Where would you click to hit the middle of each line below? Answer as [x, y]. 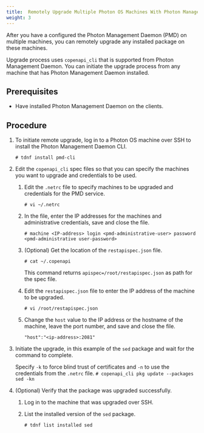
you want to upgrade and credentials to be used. [76, 175]
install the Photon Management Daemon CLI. [71, 147]
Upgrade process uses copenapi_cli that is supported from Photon [90, 60]
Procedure [27, 125]
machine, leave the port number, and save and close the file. [100, 327]
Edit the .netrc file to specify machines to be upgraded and [99, 187]
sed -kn [25, 379]
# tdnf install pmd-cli [45, 158]
